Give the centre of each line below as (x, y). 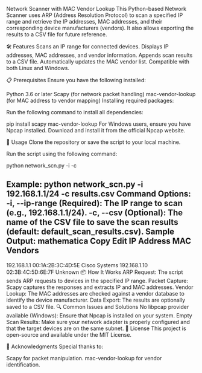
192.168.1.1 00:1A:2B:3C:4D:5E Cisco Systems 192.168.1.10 (77, 265)
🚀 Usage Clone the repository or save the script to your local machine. (93, 142)
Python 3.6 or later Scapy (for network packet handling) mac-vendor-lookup (101, 94)
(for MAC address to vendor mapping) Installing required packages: (90, 100)
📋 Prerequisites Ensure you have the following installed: (76, 80)
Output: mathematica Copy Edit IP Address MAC (99, 241)
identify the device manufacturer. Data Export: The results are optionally (96, 300)
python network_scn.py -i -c (42, 165)
